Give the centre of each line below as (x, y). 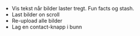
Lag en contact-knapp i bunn (47, 27)
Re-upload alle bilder (37, 21)
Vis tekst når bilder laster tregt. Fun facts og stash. (73, 8)
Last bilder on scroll (36, 15)
